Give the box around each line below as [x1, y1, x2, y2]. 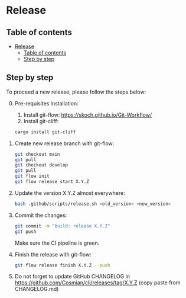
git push [14, 229, 37, 235]
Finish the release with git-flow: [14, 251, 92, 258]
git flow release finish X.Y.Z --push [14, 262, 110, 268]
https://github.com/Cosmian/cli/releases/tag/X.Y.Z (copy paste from [14, 279, 181, 286]
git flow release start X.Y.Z [14, 179, 90, 185]
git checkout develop [14, 162, 68, 168]
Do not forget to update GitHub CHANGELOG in [14, 273, 130, 280]
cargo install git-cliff [14, 129, 76, 135]
